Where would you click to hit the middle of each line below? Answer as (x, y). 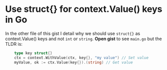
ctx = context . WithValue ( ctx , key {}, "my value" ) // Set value (81, 58)
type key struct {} (33, 53)
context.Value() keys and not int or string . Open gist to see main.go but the (83, 39)
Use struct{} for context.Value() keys (84, 9)
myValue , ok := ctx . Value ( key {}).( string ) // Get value (74, 62)
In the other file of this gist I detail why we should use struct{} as (73, 33)
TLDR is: (14, 44)
